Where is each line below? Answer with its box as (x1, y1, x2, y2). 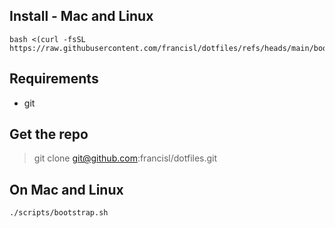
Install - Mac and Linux (9, 8, 154, 25)
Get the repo (9, 126, 89, 143)
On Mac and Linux (9, 181, 124, 198)
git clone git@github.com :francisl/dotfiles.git (33, 152, 218, 164)
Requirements (9, 70, 99, 88)
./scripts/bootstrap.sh (9, 208, 109, 218)
